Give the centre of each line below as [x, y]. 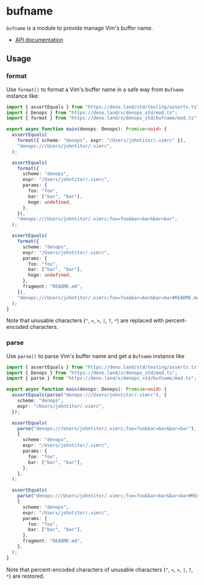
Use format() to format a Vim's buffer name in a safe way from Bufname [95, 89]
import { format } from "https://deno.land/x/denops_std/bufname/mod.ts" [102, 118]
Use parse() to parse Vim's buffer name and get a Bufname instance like [96, 356]
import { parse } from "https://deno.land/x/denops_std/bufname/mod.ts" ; [102, 378]
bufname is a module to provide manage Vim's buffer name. [80, 28]
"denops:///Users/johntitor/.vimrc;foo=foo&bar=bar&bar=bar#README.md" [110, 298]
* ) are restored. [25, 576]
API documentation [39, 39]
